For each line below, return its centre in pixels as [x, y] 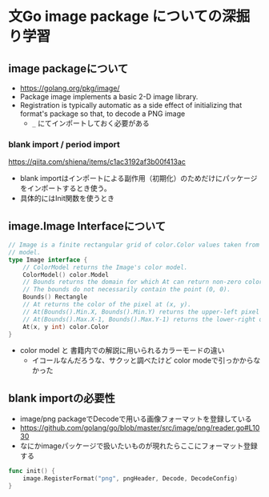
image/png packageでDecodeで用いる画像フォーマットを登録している [136, 419]
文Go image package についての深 [122, 16]
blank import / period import [64, 144]
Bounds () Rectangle [55, 297]
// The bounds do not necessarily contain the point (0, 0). [126, 290]
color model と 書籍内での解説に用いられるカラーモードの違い [122, 351]
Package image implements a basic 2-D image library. [109, 96]
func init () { [32, 471]
